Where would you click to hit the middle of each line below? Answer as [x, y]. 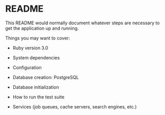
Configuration [27, 67]
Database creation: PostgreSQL [46, 77]
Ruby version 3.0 [30, 48]
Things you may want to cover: [38, 38]
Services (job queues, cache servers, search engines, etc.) [75, 106]
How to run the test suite [38, 97]
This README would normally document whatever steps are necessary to [82, 23]
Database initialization [36, 87]
